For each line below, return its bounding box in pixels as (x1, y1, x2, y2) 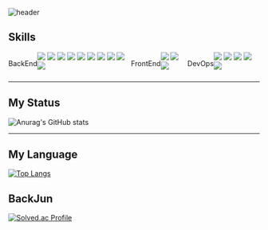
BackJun (8, 192, 53, 205)
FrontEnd (131, 58, 161, 68)
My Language (8, 148, 78, 162)
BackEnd (8, 58, 37, 68)
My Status (8, 96, 61, 110)
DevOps (187, 58, 214, 68)
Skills (8, 30, 36, 44)
